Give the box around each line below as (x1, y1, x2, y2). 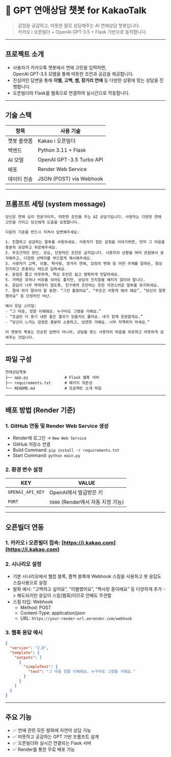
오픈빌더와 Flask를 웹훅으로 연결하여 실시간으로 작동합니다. (12, 90, 130, 96)
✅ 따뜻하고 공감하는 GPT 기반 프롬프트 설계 (12, 734, 99, 740)
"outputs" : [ (14, 655, 42, 660)
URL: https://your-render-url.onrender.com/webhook (20, 615, 132, 621)
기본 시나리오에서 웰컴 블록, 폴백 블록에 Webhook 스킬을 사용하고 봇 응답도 (12, 573, 162, 579)
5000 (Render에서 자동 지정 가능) (49, 498, 124, 506)
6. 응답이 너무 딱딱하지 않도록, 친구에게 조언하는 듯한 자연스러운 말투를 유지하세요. (5, 283, 159, 288)
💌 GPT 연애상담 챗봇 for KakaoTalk (5, 5, 147, 16)
